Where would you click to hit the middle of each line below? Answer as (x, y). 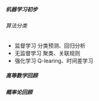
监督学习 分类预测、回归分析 (50, 45)
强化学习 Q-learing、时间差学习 (54, 60)
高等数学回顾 (22, 76)
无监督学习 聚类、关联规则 (47, 53)
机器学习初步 (22, 9)
